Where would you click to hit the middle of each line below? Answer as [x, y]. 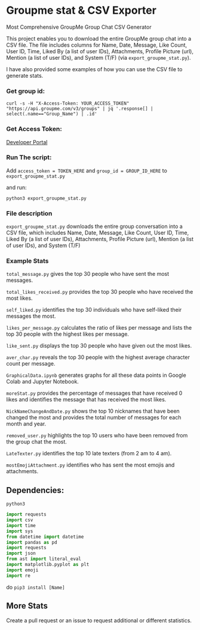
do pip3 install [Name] [36, 587]
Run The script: [29, 157]
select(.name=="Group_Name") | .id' [52, 114]
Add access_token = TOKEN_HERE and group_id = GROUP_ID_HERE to [87, 171]
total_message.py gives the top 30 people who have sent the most [88, 274]
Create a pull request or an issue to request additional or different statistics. [99, 620]
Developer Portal [27, 142]
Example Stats [27, 261]
